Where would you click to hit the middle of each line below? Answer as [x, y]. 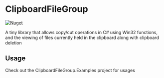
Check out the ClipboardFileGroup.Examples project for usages [70, 70]
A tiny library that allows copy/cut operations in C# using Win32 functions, [82, 32]
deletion [13, 42]
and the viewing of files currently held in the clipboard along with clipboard [82, 38]
